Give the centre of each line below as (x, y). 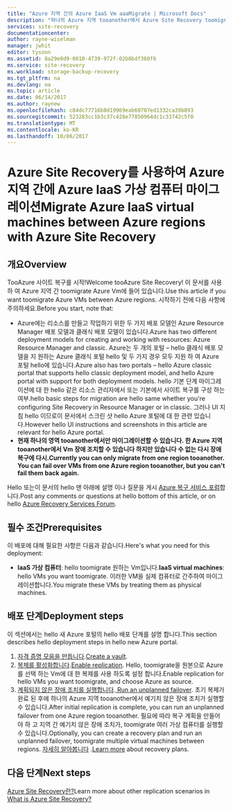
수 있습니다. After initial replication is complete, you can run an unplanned (120, 707)
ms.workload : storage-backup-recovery (63, 71)
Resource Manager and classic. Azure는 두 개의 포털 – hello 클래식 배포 (116, 348)
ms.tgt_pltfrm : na (34, 78)
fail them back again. (48, 473)
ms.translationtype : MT (42, 123)
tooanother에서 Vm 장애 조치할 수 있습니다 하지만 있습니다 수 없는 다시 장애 (119, 449)
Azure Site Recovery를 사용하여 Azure (116, 172)
